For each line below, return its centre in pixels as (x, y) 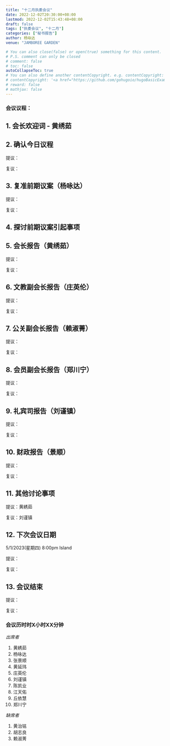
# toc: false (19, 66)
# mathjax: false (24, 89)
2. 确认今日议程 (30, 145)
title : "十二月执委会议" (29, 10)
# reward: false (23, 85)
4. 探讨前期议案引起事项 (43, 227)
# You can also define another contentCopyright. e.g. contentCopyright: (85, 75)
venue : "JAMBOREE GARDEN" (33, 43)
